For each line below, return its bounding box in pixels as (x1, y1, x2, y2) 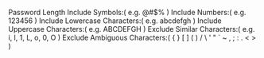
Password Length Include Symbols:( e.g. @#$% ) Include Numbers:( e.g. (8, 8, 247, 17)
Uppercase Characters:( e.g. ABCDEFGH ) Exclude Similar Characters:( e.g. (8, 25, 255, 33)
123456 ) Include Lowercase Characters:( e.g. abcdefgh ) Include (8, 16, 223, 25)
